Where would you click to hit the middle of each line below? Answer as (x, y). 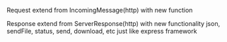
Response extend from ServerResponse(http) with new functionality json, (113, 23)
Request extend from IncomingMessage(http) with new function (100, 10)
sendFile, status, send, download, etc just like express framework (102, 31)
